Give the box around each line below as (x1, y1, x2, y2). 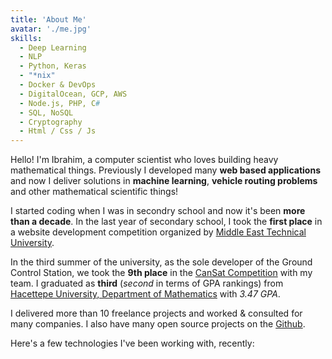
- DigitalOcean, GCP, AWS (19, 89, 128, 99)
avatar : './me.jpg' (10, 24, 92, 34)
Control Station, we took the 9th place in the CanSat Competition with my (10, 267, 313, 279)
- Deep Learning (19, 42, 87, 53)
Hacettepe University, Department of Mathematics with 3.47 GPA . (10, 288, 281, 300)
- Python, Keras (19, 61, 87, 71)
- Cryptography (19, 117, 83, 127)
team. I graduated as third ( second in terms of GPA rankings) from (10, 277, 284, 290)
